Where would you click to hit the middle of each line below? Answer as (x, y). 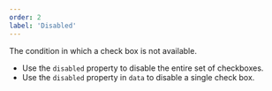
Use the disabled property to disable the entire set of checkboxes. (143, 68)
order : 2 (25, 17)
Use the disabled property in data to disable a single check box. (138, 77)
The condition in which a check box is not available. (103, 50)
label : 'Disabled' (43, 26)
